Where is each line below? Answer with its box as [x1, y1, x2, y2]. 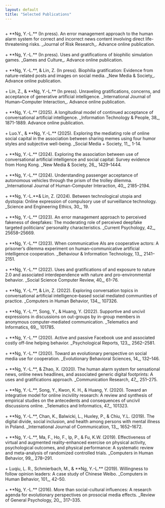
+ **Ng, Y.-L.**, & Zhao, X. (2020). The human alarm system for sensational [5, 366, 160, 372]
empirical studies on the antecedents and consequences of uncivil [5, 398, 140, 403]
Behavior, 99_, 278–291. [5, 455, 53, 461]
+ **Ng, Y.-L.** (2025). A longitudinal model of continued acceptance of [5, 109, 154, 115]
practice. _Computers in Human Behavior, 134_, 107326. [5, 298, 118, 304]
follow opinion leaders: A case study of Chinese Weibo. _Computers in [5, 471, 148, 476]
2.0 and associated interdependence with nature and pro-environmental [5, 272, 151, 278]
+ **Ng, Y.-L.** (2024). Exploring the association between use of [5, 151, 139, 157]
